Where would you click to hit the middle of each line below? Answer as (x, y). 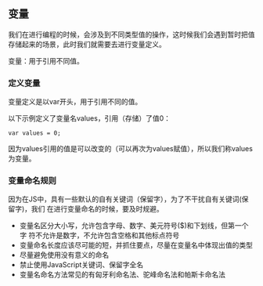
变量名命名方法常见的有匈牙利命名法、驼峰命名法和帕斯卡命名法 (122, 275)
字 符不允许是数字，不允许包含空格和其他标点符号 (99, 235)
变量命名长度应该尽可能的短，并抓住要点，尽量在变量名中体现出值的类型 (136, 245)
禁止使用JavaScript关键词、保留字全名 (81, 265)
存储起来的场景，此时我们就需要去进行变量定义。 (87, 44)
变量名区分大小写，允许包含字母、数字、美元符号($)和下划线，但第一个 (134, 226)
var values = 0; (34, 133)
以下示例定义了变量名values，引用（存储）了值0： (89, 118)
